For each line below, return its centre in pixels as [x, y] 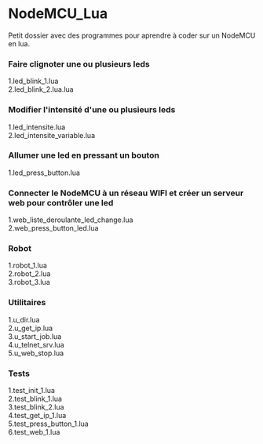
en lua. [19, 43]
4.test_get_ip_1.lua [37, 416]
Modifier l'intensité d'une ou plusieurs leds [92, 110]
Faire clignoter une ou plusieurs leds [79, 64]
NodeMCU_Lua [58, 14]
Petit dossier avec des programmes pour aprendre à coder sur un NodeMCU [132, 35]
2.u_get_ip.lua [31, 328]
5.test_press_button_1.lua [48, 424]
